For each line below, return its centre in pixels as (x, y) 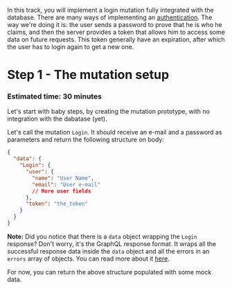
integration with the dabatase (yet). (57, 119)
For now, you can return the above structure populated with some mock (109, 272)
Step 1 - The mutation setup (88, 75)
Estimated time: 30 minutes (55, 96)
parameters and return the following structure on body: (86, 140)
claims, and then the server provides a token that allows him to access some (116, 32)
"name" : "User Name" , (63, 178)
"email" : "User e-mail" (66, 184)
